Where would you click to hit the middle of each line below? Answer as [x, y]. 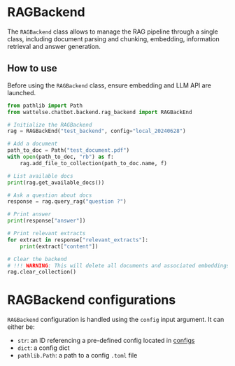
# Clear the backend [37, 259]
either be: [21, 327]
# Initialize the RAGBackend [50, 125]
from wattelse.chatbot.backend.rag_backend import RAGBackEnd [100, 112]
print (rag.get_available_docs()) [56, 183]
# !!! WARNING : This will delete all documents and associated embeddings [119, 266]
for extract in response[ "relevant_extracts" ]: [78, 240]
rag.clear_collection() [42, 272]
